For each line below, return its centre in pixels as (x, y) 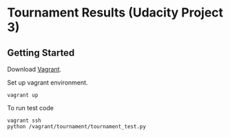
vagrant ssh (24, 120)
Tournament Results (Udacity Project (115, 13)
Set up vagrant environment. (48, 83)
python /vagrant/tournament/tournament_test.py (77, 127)
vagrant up (23, 95)
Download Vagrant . (34, 69)
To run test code (30, 108)
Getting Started (41, 53)
